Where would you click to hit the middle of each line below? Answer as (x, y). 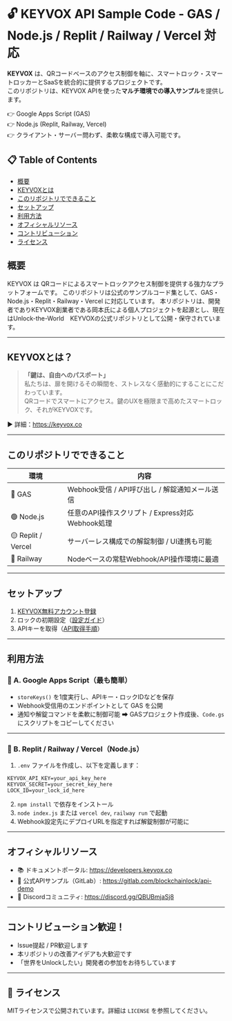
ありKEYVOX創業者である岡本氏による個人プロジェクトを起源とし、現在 (122, 309)
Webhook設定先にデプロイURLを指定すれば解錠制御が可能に (103, 821)
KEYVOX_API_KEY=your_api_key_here (57, 778)
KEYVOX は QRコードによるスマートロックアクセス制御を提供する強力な (110, 283)
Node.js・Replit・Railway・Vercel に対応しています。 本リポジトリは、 (108, 301)
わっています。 (45, 392)
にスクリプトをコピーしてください (65, 723)
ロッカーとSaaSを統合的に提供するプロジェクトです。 (90, 82)
